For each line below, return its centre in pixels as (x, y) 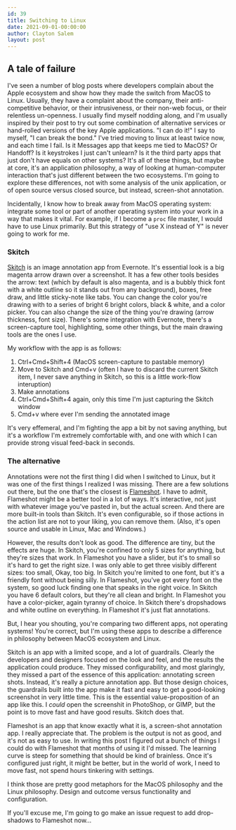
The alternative (34, 461)
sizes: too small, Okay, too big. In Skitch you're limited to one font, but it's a (116, 572)
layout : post (26, 40)
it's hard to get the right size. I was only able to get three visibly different (112, 565)
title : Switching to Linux (47, 20)
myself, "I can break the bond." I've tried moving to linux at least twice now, (116, 137)
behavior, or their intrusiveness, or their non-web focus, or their (135, 108)
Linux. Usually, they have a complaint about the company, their (98, 100)
